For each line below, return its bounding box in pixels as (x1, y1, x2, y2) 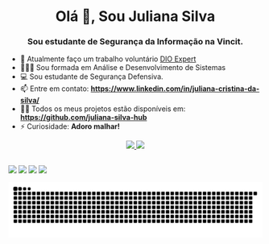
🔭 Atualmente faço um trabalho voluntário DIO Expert (19, 54, 197, 64)
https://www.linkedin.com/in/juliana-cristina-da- (90, 84, 260, 93)
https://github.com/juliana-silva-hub (19, 113, 147, 122)
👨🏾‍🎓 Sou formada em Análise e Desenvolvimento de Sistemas (19, 63, 226, 72)
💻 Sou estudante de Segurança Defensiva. (19, 72, 163, 81)
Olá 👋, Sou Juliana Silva (55, 7, 216, 26)
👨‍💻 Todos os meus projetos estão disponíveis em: (19, 104, 186, 114)
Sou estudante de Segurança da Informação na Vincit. (27, 36, 244, 48)
